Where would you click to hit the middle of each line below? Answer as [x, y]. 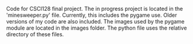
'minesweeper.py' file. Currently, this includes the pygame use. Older [92, 15]
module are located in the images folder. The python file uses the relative [97, 28]
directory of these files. [35, 34]
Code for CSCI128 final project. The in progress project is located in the [95, 9]
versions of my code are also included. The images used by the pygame [95, 21]
